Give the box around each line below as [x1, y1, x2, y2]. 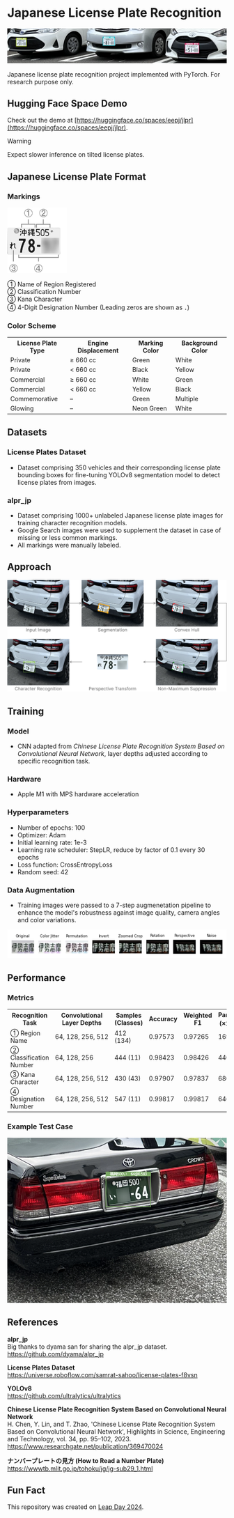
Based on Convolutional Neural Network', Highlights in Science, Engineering [7, 1427, 226, 1436]
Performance [7, 972, 66, 984]
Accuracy [148, 1015, 178, 1023]
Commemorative [10, 395, 58, 403]
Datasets [7, 426, 47, 438]
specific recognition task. [17, 757, 91, 766]
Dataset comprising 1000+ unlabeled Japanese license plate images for [17, 511, 224, 520]
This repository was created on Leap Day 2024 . [7, 1503, 144, 1511]
